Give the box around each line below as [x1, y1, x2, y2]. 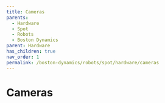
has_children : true [6, 48, 56, 55]
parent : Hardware [6, 43, 51, 49]
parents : [6, 15, 29, 21]
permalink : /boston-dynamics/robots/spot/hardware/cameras [6, 59, 160, 65]
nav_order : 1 [6, 54, 40, 60]
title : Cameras [6, 8, 45, 15]
